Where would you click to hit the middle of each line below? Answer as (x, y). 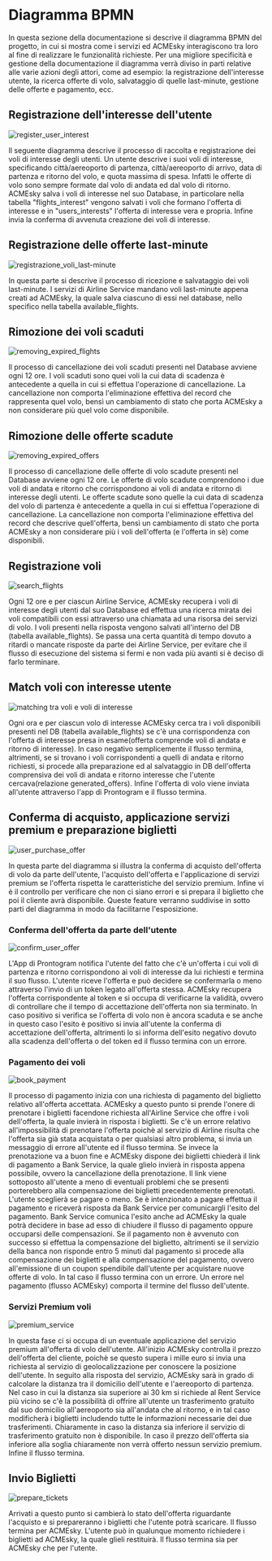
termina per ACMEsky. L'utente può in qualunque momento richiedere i (127, 1531)
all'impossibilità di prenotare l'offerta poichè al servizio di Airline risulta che (134, 1130)
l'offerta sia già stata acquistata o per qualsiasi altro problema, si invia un (130, 1139)
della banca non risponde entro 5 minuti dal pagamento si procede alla (127, 1251)
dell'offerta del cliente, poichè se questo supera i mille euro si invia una (127, 1358)
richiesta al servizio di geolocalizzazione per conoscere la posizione (123, 1366)
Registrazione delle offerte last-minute (108, 245)
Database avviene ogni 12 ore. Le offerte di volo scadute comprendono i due (136, 480)
